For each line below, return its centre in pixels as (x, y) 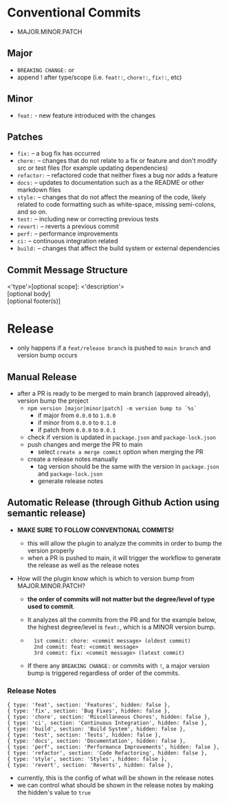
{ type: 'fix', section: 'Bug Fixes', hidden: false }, (89, 711)
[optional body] (29, 294)
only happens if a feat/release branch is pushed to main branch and (114, 348)
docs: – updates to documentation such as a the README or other (110, 183)
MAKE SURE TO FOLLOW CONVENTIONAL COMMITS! (95, 530)
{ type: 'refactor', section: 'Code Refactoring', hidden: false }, (107, 753)
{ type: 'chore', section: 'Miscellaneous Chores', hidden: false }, (109, 717)
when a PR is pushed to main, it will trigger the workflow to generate (124, 557)
